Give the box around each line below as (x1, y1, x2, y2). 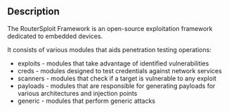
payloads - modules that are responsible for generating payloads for (17, 81, 216, 90)
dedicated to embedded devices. (7, 32, 103, 40)
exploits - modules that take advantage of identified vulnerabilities (17, 59, 209, 68)
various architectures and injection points (17, 89, 138, 97)
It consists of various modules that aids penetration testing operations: (7, 45, 212, 54)
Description (7, 6, 60, 18)
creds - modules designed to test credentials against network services (17, 66, 223, 75)
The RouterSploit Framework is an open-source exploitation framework (7, 24, 213, 32)
